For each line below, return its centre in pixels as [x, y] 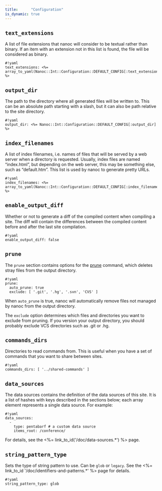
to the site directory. [25, 111]
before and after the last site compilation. [46, 227]
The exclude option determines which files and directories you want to [75, 315]
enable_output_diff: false [32, 240]
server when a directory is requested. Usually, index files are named [73, 159]
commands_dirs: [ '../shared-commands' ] [47, 369]
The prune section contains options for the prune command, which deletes [79, 265]
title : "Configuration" [34, 9]
